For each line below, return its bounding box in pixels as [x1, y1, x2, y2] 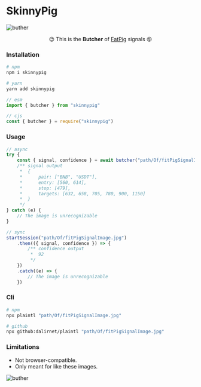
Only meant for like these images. [14, 363, 98, 370]
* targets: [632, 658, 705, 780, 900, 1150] [19, 191, 146, 196]
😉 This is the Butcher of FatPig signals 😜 [48, 35, 153, 42]
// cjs [6, 113, 23, 119]
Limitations [6, 343, 40, 351]
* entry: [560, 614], [19, 179, 87, 186]
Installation [6, 50, 40, 59]
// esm [6, 97, 23, 103]
